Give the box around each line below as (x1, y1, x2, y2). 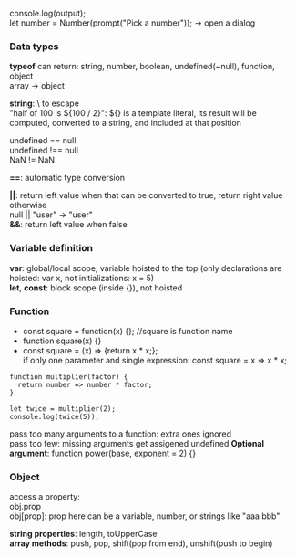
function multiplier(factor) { (9, 372, 128, 382)
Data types (9, 40, 59, 53)
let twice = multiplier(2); (9, 404, 117, 414)
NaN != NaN (9, 154, 56, 165)
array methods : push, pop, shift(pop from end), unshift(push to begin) (9, 538, 273, 549)
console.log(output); (9, 8, 87, 18)
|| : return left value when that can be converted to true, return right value (9, 190, 283, 201)
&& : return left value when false (9, 219, 128, 230)
